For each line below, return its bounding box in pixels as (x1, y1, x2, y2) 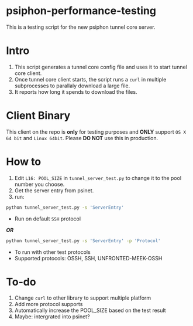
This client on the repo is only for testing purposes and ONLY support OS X (6, 128, 186, 135)
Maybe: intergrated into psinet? (14, 313, 90, 320)
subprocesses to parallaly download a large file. (14, 82, 130, 89)
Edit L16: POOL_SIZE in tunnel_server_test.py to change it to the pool (14, 174, 182, 181)
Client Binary (6, 109, 71, 123)
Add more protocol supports (14, 301, 83, 308)
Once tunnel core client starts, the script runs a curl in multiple (14, 76, 167, 83)
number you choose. (14, 181, 65, 188)
